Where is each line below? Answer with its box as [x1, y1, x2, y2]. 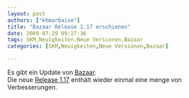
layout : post [7, 10, 46, 17]
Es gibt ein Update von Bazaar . [7, 68, 97, 76]
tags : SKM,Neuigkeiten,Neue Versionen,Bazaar [7, 36, 143, 43]
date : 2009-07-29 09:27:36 [7, 29, 87, 37]
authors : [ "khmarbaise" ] [7, 17, 80, 24]
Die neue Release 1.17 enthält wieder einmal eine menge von [7, 76, 182, 84]
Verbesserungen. [7, 83, 58, 91]
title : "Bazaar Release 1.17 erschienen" [7, 23, 131, 30]
